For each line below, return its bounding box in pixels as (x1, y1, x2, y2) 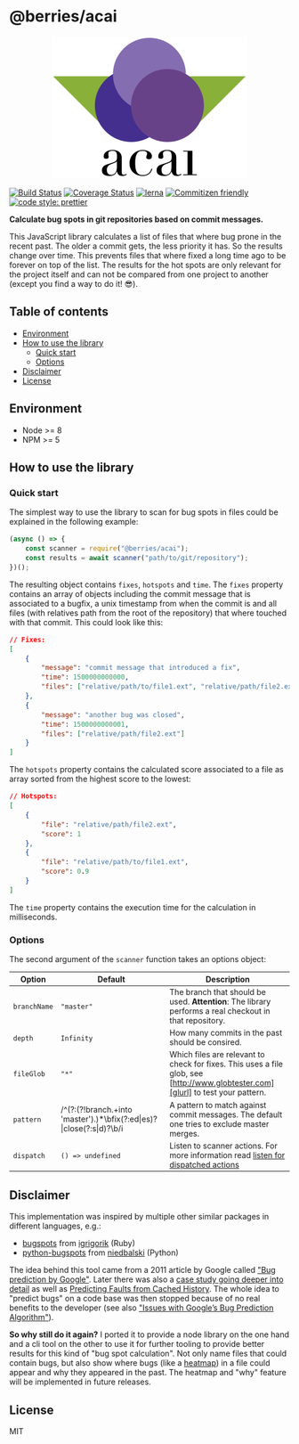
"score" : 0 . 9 (41, 867, 90, 877)
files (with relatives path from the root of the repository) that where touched (9, 608, 287, 618)
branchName (12, 1002, 53, 1012)
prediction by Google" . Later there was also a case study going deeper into (9, 1274, 284, 1285)
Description (205, 974, 251, 984)
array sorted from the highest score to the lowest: (9, 773, 191, 785)
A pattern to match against (169, 1099, 267, 1110)
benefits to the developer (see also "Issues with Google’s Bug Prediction (9, 1302, 274, 1313)
